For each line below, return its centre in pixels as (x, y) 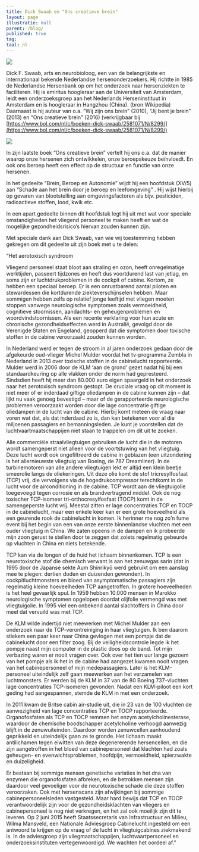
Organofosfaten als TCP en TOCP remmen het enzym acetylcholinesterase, (99, 717)
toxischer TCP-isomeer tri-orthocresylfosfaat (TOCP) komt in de (85, 499)
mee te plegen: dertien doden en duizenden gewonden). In (78, 574)
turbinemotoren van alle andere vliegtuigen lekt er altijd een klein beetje (94, 467)
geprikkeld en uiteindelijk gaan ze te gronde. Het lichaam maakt (84, 736)
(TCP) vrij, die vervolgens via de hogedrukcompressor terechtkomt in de (94, 480)
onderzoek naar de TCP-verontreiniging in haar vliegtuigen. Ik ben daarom (97, 629)
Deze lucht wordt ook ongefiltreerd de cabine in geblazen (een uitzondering (99, 455)
